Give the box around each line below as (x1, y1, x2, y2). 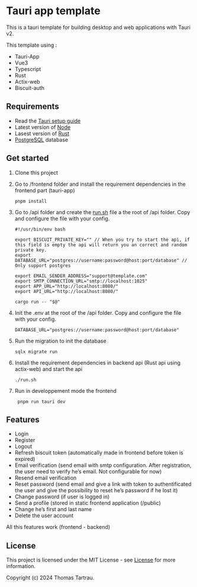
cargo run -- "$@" (14, 299, 60, 305)
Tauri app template (6, 4, 101, 18)
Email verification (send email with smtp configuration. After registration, (14, 462, 192, 469)
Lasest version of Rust (14, 130, 70, 137)
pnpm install (14, 198, 47, 204)
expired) (14, 456, 35, 463)
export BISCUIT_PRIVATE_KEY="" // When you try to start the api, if (14, 237, 190, 243)
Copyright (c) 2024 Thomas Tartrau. (6, 574, 95, 581)
